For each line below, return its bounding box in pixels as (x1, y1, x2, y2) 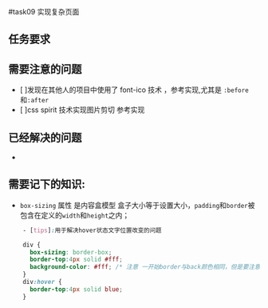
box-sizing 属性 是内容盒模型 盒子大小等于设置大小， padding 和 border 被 (19, 200, 255, 210)
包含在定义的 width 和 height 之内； (19, 210, 130, 220)
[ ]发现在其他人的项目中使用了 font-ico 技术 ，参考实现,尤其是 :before (19, 85, 249, 94)
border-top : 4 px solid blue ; (29, 285, 124, 294)
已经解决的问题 (8, 130, 82, 144)
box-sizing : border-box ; (29, 248, 112, 256)
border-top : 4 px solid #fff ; (29, 255, 124, 264)
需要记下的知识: (8, 178, 86, 191)
